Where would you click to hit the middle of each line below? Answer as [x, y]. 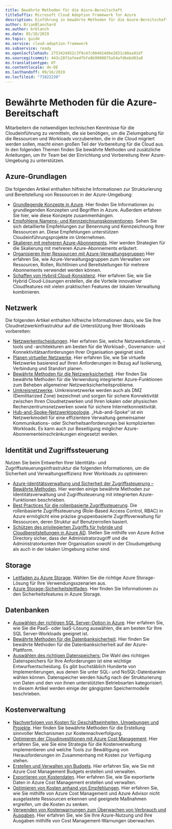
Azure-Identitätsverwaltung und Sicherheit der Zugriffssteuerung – [83, 483]
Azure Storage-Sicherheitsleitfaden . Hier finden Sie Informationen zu [85, 589]
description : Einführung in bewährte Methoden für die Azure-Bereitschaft [87, 20]
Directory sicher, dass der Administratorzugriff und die [70, 538]
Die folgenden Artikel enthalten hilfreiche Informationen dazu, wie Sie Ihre [83, 320]
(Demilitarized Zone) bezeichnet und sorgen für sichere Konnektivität [85, 396]
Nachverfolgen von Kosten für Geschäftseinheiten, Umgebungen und [86, 722]
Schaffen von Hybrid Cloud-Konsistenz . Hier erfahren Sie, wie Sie [82, 275]
